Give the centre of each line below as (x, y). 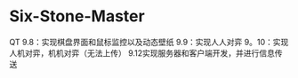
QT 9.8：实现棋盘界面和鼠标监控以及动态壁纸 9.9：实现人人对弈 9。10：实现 (149, 42)
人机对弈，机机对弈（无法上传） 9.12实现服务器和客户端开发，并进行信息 (142, 53)
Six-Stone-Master (77, 16)
